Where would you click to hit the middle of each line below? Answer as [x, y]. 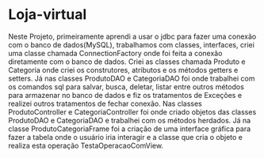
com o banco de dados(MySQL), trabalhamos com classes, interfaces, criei [132, 44]
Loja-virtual [48, 15]
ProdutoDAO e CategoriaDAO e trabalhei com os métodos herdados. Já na [130, 120]
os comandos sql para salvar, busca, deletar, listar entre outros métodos [126, 87]
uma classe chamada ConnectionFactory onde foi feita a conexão [115, 53]
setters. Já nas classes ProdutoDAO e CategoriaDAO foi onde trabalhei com [132, 78]
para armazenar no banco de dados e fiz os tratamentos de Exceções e [125, 95]
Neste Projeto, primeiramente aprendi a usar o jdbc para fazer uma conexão [132, 36]
